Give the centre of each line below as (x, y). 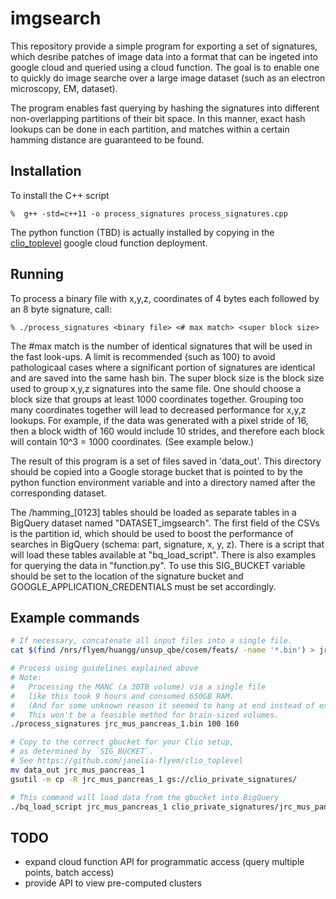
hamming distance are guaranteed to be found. (107, 139)
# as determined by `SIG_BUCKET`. (82, 752)
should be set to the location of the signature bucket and (127, 576)
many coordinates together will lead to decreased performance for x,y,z (158, 409)
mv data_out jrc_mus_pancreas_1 (77, 770)
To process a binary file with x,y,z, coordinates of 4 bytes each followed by (165, 298)
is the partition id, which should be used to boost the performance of (152, 533)
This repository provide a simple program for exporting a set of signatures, (164, 46)
